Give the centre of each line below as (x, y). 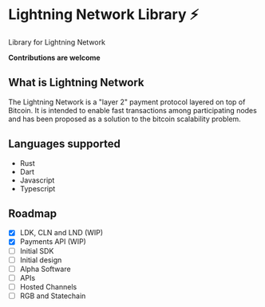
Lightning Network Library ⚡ (104, 15)
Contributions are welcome (55, 57)
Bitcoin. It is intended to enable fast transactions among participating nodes (132, 110)
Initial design (41, 260)
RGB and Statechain (53, 296)
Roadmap (33, 213)
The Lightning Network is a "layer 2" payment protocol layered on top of (127, 102)
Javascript (37, 180)
